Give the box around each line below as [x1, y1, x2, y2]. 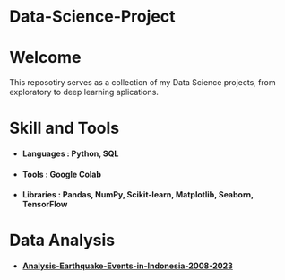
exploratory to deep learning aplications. [9, 87, 160, 98]
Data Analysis [9, 231, 116, 250]
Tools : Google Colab [22, 169, 101, 179]
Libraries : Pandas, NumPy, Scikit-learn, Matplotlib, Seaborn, [22, 189, 254, 200]
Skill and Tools [9, 118, 120, 138]
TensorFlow [22, 199, 68, 210]
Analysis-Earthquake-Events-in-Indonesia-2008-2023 [22, 260, 233, 271]
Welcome [9, 48, 82, 68]
